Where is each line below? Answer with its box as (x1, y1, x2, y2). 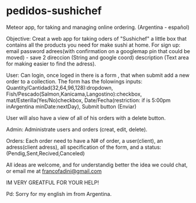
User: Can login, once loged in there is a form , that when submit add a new (6, 71, 190, 78)
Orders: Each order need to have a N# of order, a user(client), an (6, 137, 164, 144)
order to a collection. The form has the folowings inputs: (6, 78, 143, 85)
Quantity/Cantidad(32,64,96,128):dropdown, (6, 84, 113, 91)
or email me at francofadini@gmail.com (6, 167, 102, 175)
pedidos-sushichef (6, 4, 102, 18)
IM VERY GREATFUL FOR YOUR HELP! (6, 179, 99, 186)
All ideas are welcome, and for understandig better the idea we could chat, (6, 161, 188, 168)
